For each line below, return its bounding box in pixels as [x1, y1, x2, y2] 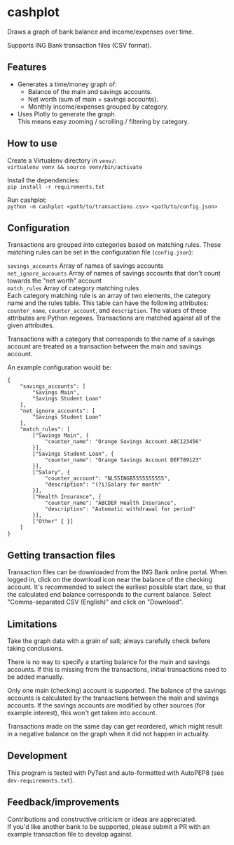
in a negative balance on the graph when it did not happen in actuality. [7, 730, 210, 738]
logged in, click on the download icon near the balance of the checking [7, 576, 212, 584]
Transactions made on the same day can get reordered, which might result [7, 722, 223, 730]
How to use [7, 137, 57, 149]
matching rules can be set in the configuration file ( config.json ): [7, 248, 193, 257]
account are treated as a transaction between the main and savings [7, 342, 202, 351]
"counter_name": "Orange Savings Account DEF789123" [44, 457, 202, 464]
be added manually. [7, 672, 64, 681]
